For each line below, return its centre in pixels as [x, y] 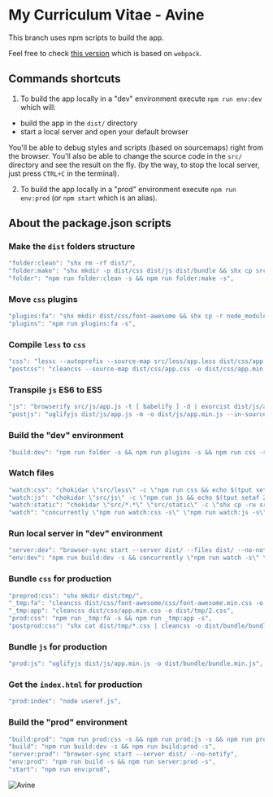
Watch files [31, 473]
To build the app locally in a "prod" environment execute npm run [128, 189]
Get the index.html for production [76, 684]
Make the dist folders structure [72, 247]
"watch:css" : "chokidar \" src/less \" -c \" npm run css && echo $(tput [130, 490]
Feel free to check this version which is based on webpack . [105, 53]
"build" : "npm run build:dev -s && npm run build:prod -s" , [113, 747]
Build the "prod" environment [68, 722]
